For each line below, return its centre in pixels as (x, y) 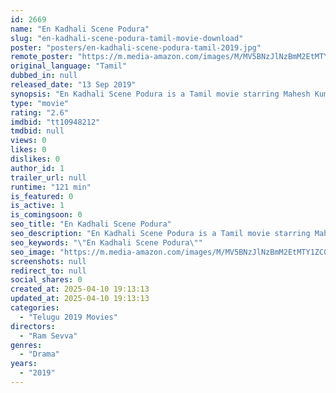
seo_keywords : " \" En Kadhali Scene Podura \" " (106, 242)
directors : (33, 326)
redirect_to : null (48, 271)
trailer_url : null (48, 177)
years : (24, 364)
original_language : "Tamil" (69, 66)
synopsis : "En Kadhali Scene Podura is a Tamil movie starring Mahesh (160, 94)
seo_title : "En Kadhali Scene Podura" (91, 224)
